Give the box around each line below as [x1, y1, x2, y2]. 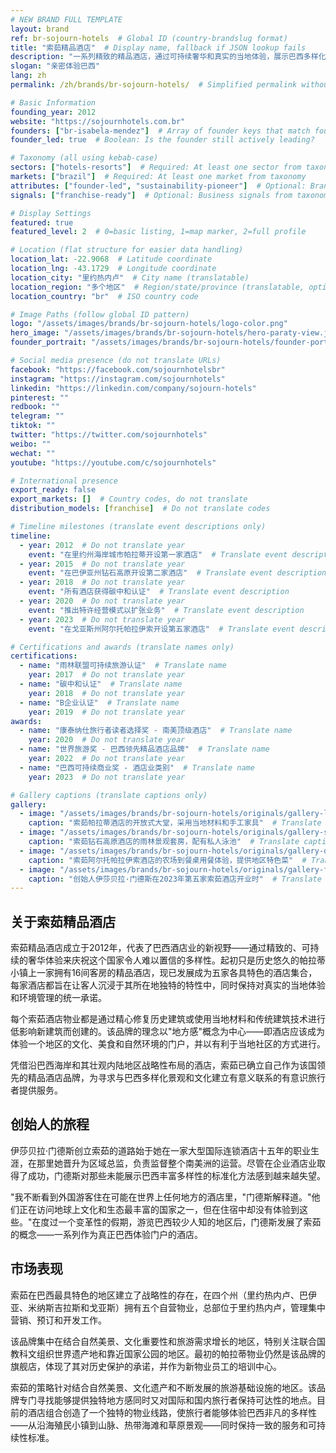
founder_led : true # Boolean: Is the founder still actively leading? [10, 135, 315, 145]
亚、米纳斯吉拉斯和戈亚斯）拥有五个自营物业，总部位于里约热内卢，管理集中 [10, 1301, 326, 1313]
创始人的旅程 [10, 1116, 90, 1133]
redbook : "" [10, 402, 60, 412]
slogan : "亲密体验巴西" [10, 61, 100, 71]
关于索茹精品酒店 [10, 913, 116, 930]
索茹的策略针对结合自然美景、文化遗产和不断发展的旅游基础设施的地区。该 [10, 1381, 317, 1393]
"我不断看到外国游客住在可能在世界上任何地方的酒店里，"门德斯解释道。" [10, 1191, 312, 1203]
